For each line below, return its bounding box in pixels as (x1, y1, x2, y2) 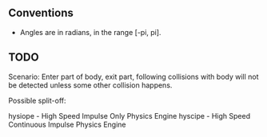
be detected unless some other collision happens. (8, 80, 173, 90)
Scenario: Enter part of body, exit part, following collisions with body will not (8, 72, 259, 81)
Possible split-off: (8, 96, 66, 105)
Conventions (8, 6, 74, 20)
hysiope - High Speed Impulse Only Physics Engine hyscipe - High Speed (8, 111, 250, 120)
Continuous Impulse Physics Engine (8, 119, 126, 129)
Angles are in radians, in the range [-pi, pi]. (19, 27, 161, 37)
